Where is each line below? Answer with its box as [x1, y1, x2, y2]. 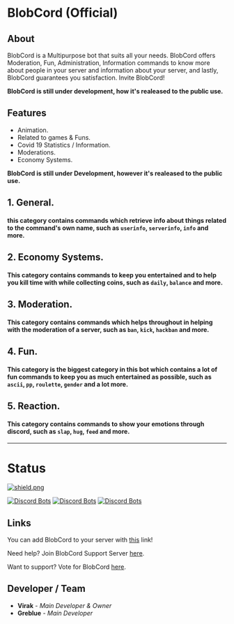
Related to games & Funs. [17, 133, 91, 141]
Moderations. [17, 148, 56, 157]
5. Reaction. [7, 400, 61, 412]
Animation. [17, 126, 49, 134]
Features [7, 107, 47, 119]
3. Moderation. [7, 298, 73, 310]
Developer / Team [7, 583, 86, 595]
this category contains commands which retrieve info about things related [7, 216, 226, 224]
